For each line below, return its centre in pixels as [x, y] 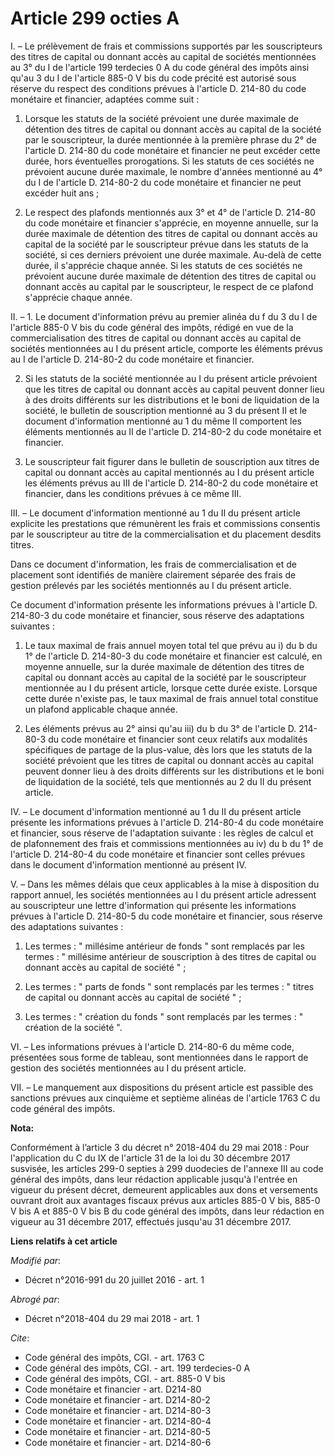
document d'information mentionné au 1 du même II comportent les [163, 421]
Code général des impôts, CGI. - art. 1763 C [114, 1357]
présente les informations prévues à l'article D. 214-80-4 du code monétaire [167, 822]
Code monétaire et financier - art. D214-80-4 [118, 1421]
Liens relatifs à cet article [64, 1241]
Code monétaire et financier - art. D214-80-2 [117, 1399]
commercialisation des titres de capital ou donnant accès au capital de [156, 338]
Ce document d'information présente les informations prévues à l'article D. [164, 604]
